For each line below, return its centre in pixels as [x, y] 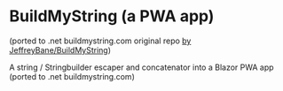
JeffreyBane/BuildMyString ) [60, 49]
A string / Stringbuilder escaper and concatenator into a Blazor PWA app [141, 67]
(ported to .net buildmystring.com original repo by [100, 41]
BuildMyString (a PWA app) [112, 16]
